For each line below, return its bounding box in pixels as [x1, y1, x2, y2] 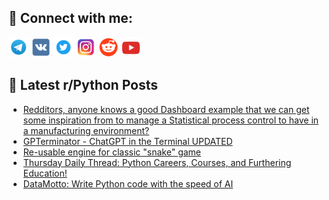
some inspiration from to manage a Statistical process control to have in [22, 114, 320, 126]
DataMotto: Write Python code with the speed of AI [22, 177, 234, 190]
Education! [22, 167, 68, 179]
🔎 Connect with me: [8, 10, 133, 27]
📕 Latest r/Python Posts [8, 77, 159, 94]
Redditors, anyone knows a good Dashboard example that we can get [22, 103, 310, 115]
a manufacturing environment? [22, 124, 150, 136]
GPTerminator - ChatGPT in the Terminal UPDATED [22, 135, 233, 147]
